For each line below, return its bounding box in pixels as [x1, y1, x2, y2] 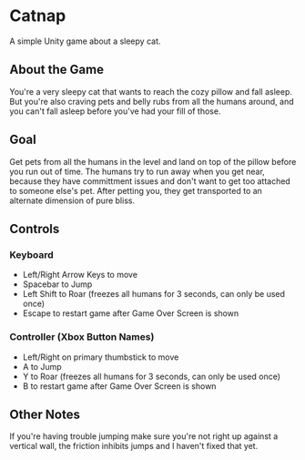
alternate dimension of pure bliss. [9, 195, 135, 206]
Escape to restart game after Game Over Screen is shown [22, 308, 239, 319]
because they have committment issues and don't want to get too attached [9, 175, 291, 187]
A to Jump [22, 361, 62, 372]
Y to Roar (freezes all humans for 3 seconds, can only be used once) [22, 371, 280, 382]
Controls [9, 220, 60, 237]
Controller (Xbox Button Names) [9, 331, 155, 343]
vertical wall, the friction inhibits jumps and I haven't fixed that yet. [9, 441, 259, 452]
